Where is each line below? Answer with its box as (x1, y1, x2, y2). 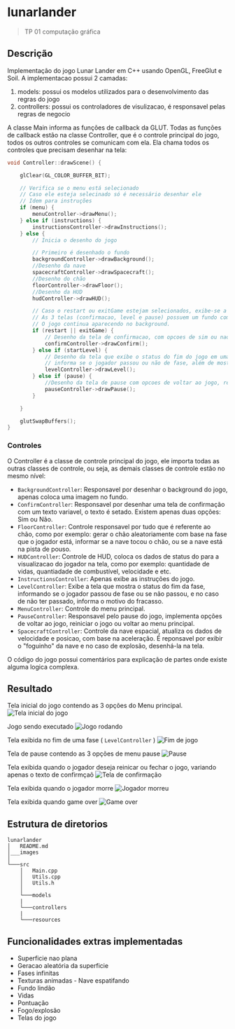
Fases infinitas (17, 969, 59, 977)
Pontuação (17, 998, 49, 1007)
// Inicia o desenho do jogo (32, 236, 117, 244)
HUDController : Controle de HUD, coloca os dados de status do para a (17, 552, 219, 561)
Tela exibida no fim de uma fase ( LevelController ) (7, 736, 156, 744)
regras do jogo (17, 95, 60, 103)
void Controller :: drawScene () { (7, 159, 101, 166)
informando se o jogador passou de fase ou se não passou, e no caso (17, 590, 219, 598)
